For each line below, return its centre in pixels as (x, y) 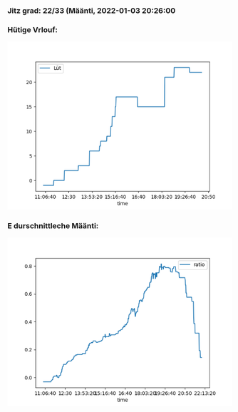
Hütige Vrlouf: (33, 29)
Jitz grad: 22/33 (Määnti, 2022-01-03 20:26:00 (92, 11)
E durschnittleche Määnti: (53, 226)
